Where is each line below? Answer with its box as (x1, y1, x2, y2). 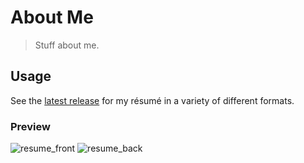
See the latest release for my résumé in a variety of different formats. (10, 94, 295, 106)
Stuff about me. (34, 39, 100, 51)
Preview (10, 119, 51, 133)
